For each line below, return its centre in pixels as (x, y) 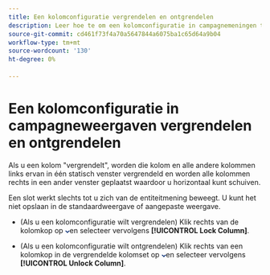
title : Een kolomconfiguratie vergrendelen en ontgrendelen (111, 17)
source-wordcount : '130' (50, 51)
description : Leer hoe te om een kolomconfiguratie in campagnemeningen (133, 25)
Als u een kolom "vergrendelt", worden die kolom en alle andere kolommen (132, 165)
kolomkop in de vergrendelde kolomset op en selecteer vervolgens (133, 254)
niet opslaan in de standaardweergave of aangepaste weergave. (115, 206)
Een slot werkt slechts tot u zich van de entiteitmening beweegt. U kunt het (133, 198)
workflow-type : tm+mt (45, 43)
